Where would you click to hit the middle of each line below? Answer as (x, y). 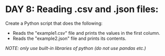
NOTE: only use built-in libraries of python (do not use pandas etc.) (76, 48)
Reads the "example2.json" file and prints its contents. (69, 38)
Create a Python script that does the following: (54, 23)
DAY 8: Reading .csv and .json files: (82, 9)
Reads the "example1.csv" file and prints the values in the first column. (86, 33)
